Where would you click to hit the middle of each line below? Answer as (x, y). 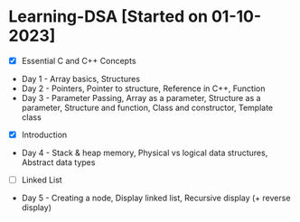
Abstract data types (58, 162)
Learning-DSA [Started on (108, 17)
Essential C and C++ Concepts (79, 60)
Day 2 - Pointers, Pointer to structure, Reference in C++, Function (143, 88)
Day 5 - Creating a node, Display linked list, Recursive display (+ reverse (156, 198)
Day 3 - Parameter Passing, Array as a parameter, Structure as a (141, 98)
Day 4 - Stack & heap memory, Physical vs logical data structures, (145, 153)
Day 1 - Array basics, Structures (81, 79)
